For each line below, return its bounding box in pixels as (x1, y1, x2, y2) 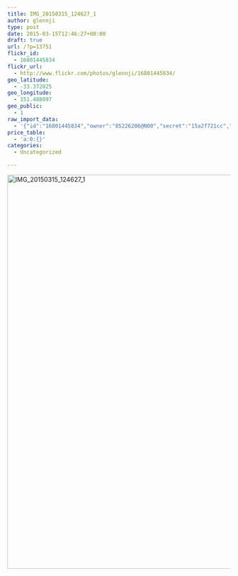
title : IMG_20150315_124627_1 (7, 10, 97, 18)
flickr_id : (7, 50, 40, 57)
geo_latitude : (7, 76, 50, 84)
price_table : (7, 129, 46, 136)
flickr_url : (7, 63, 42, 70)
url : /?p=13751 (7, 43, 52, 50)
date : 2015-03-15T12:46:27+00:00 (7, 30, 106, 38)
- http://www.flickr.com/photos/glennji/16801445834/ (13, 69, 176, 77)
